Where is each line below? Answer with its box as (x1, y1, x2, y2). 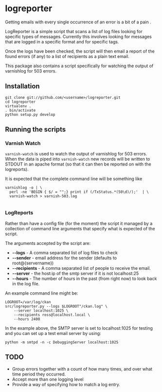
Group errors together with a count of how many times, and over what (12, 366, 152, 372)
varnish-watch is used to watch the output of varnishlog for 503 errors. (5, 151, 147, 157)
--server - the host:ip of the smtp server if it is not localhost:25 (12, 270, 139, 276)
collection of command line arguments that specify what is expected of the (5, 225, 155, 231)
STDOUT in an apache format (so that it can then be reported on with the (5, 161, 152, 167)
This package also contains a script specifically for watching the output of (5, 63, 154, 69)
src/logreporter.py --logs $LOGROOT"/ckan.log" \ (5, 304, 108, 309)
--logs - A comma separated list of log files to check (12, 249, 118, 256)
